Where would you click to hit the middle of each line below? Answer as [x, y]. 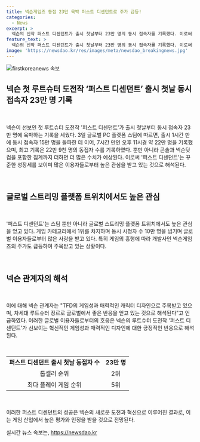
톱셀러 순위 [55, 374]
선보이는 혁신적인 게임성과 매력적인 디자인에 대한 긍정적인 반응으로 [106, 328]
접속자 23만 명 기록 [39, 100]
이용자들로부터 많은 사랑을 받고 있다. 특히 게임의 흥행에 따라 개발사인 [92, 239]
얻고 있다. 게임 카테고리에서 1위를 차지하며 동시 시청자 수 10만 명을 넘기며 [97, 231]
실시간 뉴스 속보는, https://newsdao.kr [52, 432]
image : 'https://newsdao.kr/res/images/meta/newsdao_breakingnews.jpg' [97, 51]
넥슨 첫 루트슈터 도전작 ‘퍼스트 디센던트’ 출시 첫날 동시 [99, 89]
